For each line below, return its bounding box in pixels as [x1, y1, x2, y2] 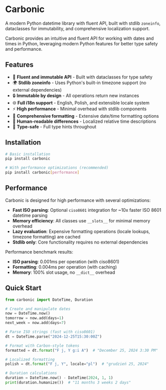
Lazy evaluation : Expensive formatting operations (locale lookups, [12, 228, 150, 235]
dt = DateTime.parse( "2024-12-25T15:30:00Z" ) [5, 334, 102, 339]
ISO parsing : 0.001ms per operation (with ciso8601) [12, 258, 119, 265]
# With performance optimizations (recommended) [5, 165, 109, 171]
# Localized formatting [5, 357, 55, 362]
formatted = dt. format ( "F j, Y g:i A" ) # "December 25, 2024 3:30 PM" [5, 348, 158, 353]
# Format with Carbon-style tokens [5, 343, 80, 348]
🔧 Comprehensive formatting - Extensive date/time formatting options [12, 113, 159, 119]
